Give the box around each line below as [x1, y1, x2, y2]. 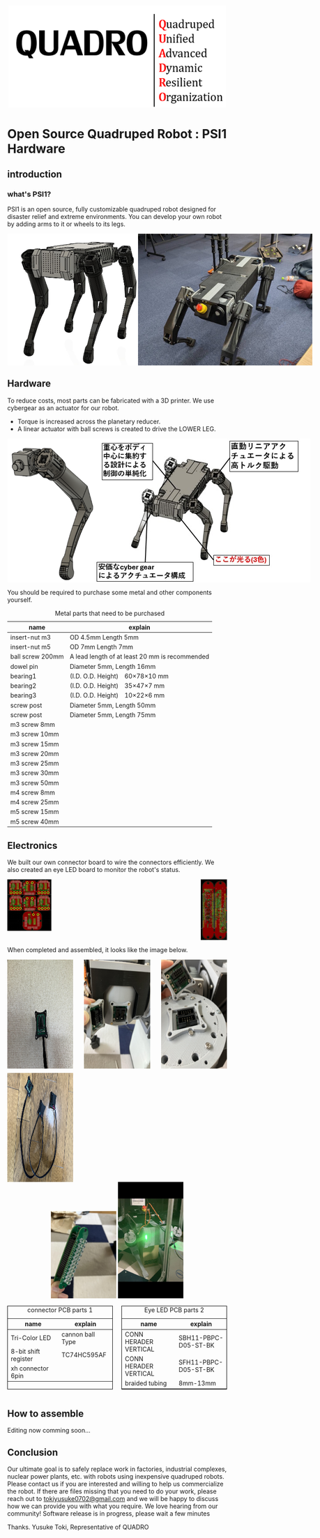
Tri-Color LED [10, 1334, 51, 1342]
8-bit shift [10, 1347, 40, 1355]
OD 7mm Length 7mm [69, 643, 134, 651]
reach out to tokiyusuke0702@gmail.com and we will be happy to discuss [7, 1495, 219, 1503]
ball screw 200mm [10, 652, 64, 661]
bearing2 [10, 681, 37, 690]
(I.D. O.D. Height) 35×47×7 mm [69, 681, 165, 690]
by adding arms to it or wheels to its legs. [7, 220, 125, 228]
